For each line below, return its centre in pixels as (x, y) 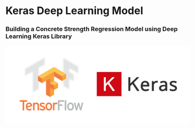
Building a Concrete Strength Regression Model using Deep (92, 29)
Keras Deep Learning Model (74, 11)
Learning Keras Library (39, 36)
